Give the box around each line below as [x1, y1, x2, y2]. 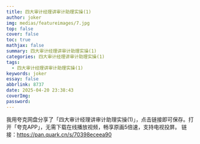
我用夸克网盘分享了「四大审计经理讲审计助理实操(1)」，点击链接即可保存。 [6, 116, 189, 123]
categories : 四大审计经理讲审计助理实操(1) [6, 54, 105, 60]
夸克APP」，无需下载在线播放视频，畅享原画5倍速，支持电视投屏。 [16, 123, 180, 130]
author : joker [6, 14, 42, 20]
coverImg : [6, 93, 31, 99]
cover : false [6, 31, 39, 37]
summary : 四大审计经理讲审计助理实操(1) [6, 48, 97, 54]
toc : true [6, 37, 31, 43]
